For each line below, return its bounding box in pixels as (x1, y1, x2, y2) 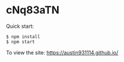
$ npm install (6, 34, 41, 39)
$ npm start (6, 39, 35, 45)
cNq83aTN (6, 3, 60, 17)
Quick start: (6, 23, 34, 30)
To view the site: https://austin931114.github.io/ (6, 49, 119, 56)
